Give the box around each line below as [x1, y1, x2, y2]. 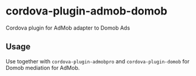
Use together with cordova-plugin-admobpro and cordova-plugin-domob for [5, 57, 190, 65]
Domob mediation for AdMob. [5, 64, 80, 71]
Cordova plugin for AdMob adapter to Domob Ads [5, 24, 130, 31]
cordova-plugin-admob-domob [5, 4, 167, 18]
